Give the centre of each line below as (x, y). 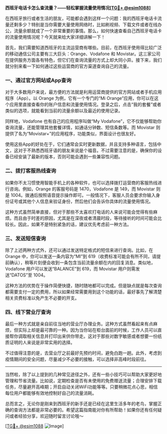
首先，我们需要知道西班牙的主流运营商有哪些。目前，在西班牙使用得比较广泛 (83, 47)
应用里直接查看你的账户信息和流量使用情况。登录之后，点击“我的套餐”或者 (85, 104)
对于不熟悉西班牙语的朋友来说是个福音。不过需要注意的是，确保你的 (88, 151)
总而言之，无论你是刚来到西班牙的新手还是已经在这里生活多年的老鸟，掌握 (81, 404)
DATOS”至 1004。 (30, 275)
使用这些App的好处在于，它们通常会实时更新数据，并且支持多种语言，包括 (81, 144)
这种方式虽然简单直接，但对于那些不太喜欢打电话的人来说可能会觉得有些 (79, 212)
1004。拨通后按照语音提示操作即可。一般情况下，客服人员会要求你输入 (83, 195)
